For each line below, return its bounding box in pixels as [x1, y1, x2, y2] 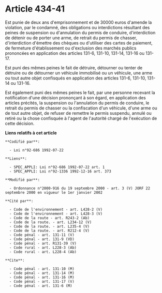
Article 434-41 [5, 3, 65, 15]
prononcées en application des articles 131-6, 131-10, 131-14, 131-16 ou [5, 50, 145, 56]
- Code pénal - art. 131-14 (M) [9, 270, 75, 276]
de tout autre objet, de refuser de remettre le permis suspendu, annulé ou [5, 110, 152, 116]
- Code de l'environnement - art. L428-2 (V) [9, 207, 103, 212]
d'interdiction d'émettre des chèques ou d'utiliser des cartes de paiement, [5, 40, 153, 46]
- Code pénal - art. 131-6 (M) [9, 283, 73, 288]
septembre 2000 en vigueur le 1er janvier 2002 [5, 190, 103, 195]
